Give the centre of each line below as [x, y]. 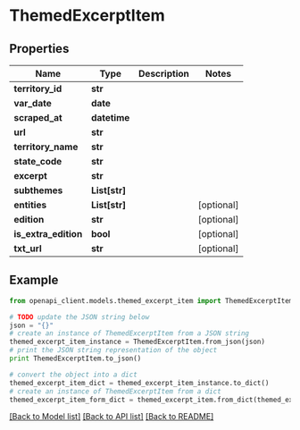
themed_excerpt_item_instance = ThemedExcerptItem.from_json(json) [137, 342]
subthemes [38, 190]
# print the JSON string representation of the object [113, 350]
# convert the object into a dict [74, 375]
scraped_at [38, 118]
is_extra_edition [48, 234]
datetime [110, 118]
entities [30, 205]
